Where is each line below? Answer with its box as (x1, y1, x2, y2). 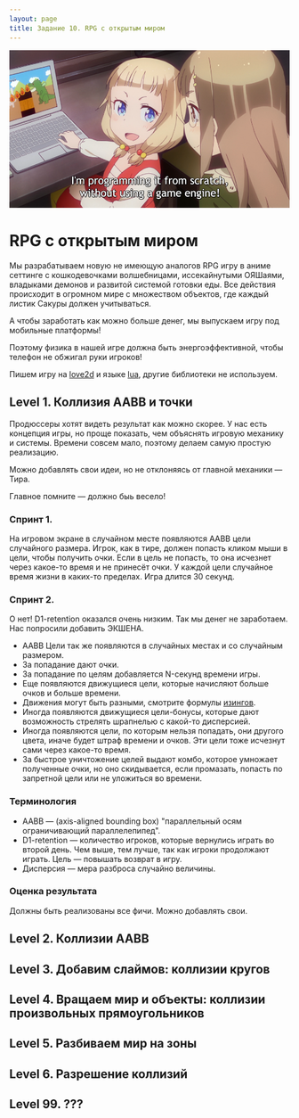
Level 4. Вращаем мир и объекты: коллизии (9, 991, 266, 1007)
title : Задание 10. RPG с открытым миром (9, 23, 166, 33)
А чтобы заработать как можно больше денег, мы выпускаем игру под (9, 315, 280, 325)
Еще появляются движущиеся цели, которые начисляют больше (21, 678, 270, 689)
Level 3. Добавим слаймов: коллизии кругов (9, 961, 271, 976)
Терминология (9, 795, 77, 808)
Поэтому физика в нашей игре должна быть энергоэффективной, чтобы (9, 341, 284, 352)
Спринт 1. (9, 513, 53, 525)
